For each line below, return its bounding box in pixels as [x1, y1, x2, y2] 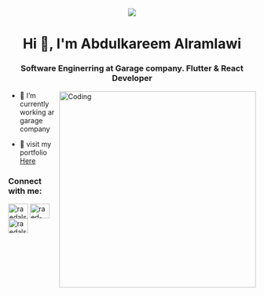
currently [19, 99, 49, 108]
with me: [8, 185, 42, 196]
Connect [8, 175, 42, 186]
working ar [19, 107, 55, 117]
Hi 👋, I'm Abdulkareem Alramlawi [22, 35, 242, 53]
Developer [112, 73, 152, 84]
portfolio [19, 148, 47, 157]
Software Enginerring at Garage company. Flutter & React [20, 63, 244, 74]
